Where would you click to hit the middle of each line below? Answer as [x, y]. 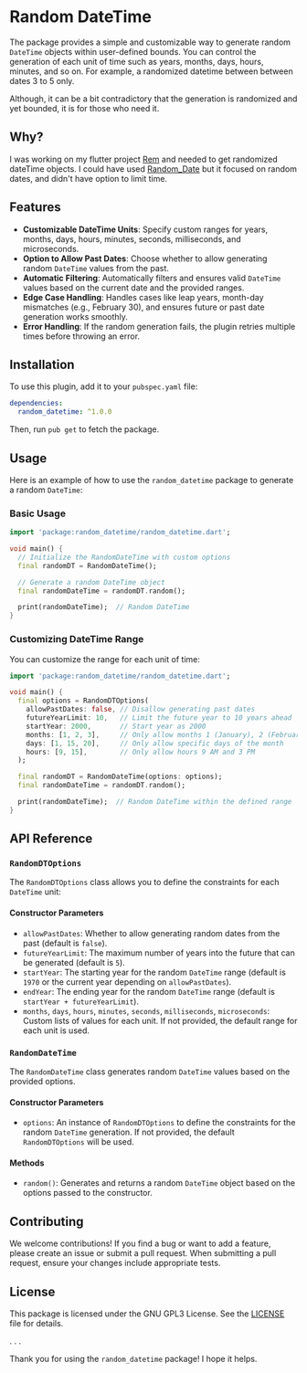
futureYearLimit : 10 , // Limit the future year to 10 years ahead [159, 718]
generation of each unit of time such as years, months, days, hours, [137, 61]
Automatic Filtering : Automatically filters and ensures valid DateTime [152, 278]
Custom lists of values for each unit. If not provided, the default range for [160, 1020]
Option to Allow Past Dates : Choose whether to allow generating [145, 259]
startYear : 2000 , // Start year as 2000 [116, 726]
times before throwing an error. [81, 336]
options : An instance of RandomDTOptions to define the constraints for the [159, 1123]
